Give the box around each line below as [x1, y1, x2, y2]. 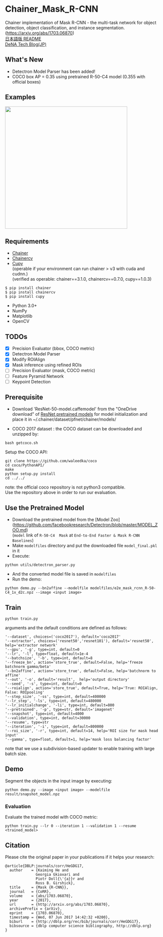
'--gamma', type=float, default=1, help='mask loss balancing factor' [5, 737, 152, 742]
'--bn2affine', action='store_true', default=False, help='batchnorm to [5, 669, 156, 673]
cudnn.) [12, 271, 28, 277]
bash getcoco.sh [5, 441, 38, 446]
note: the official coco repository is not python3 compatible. [5, 484, 125, 490]
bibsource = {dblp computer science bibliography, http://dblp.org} [9, 923, 152, 928]
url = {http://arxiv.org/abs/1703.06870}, [9, 902, 110, 907]
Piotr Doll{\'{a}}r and [36, 876, 84, 881]
